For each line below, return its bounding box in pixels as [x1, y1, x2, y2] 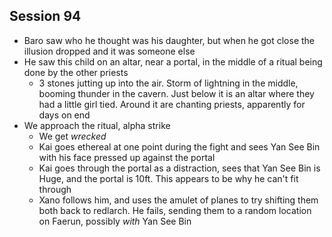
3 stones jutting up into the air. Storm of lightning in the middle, [38, 77, 299, 89]
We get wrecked [38, 130, 107, 142]
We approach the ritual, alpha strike [23, 119, 171, 131]
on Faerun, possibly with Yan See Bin [38, 215, 192, 227]
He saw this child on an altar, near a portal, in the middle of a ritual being [23, 55, 323, 68]
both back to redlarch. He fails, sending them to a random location [38, 204, 312, 216]
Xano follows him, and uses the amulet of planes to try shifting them [38, 194, 319, 206]
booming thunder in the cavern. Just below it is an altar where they [38, 87, 315, 99]
